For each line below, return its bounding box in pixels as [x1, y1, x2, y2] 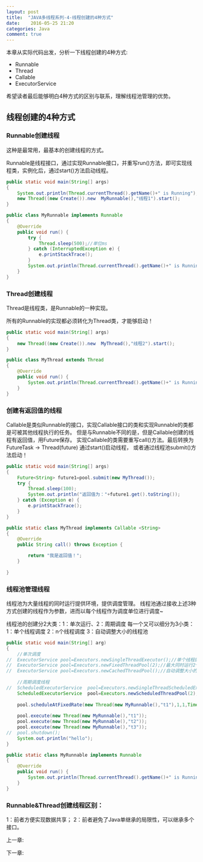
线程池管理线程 [6, 585, 50, 593]
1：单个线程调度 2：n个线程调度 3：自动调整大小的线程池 [6, 627, 149, 635]
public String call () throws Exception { [17, 542, 123, 548]
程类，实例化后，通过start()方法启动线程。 [6, 167, 112, 174]
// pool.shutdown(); [6, 730, 61, 736]
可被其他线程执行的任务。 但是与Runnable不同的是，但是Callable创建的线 [11, 429, 195, 436]
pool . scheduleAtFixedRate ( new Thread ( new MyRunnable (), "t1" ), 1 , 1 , [17, 702, 188, 708]
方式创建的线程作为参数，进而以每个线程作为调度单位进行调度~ [6, 607, 164, 614]
